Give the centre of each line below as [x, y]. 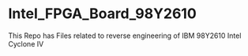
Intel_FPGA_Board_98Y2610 [103, 14]
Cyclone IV [26, 43]
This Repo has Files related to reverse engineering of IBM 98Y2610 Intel [125, 35]
